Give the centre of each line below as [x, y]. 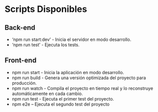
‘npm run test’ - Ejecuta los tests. [46, 45]
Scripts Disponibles [46, 9]
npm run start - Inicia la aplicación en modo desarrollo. [68, 72]
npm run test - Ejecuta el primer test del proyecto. [63, 99]
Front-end [21, 60]
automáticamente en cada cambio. [47, 94]
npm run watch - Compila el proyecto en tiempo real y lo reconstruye [82, 88]
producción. [24, 83]
